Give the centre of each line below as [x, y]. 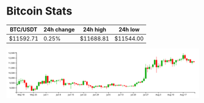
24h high [95, 30]
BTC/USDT [24, 30]
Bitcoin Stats [39, 11]
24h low [129, 30]
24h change [59, 30]
